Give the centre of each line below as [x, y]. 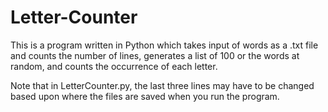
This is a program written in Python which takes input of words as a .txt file [164, 45]
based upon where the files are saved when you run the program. [145, 96]
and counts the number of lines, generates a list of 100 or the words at [155, 55]
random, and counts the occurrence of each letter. [114, 66]
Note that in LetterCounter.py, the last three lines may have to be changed [162, 85]
